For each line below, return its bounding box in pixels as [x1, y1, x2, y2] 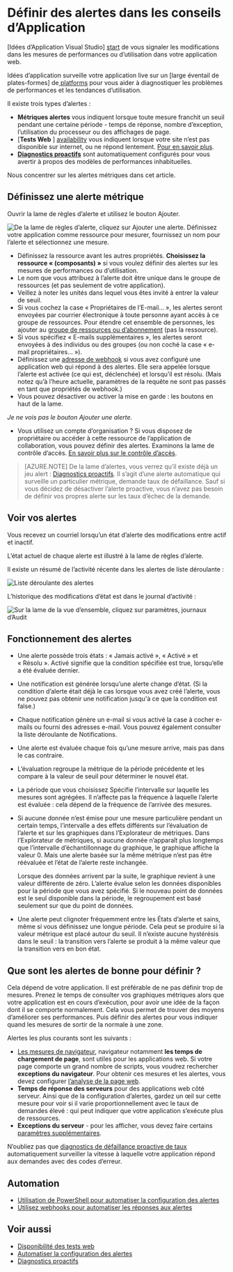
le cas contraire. [17, 751, 64, 760]
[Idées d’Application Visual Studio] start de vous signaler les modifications [7, 43, 220, 51]
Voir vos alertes [7, 512, 77, 524]
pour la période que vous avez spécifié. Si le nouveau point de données [17, 887, 223, 895]
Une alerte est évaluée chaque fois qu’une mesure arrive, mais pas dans [17, 744, 225, 752]
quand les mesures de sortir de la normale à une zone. [7, 1020, 163, 1029]
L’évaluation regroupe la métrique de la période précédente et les [17, 765, 205, 773]
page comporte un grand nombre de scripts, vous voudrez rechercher [17, 1062, 219, 1071]
